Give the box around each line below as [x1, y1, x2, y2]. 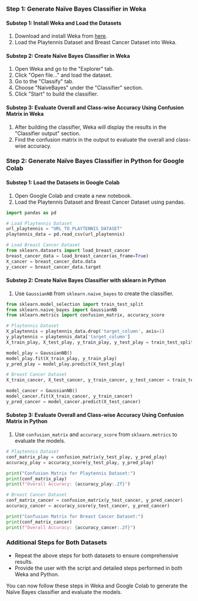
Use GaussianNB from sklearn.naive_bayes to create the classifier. [14, 290, 174, 297]
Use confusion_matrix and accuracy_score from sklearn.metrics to [14, 431, 178, 438]
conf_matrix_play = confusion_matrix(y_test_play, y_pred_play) [6, 454, 167, 460]
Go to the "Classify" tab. [14, 78, 74, 85]
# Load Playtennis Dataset [6, 220, 72, 226]
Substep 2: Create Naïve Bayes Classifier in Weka [6, 52, 130, 59]
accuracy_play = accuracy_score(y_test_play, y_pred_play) [6, 459, 154, 465]
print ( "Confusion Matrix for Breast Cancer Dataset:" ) [6, 513, 144, 520]
